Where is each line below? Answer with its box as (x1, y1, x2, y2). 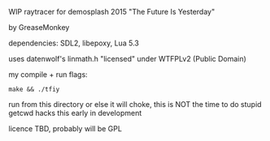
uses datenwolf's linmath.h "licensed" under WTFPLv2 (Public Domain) (8, 54, 246, 63)
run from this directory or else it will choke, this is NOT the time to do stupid (8, 100, 262, 109)
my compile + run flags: (8, 70, 88, 79)
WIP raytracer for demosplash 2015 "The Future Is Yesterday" (8, 7, 216, 16)
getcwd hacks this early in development (8, 109, 142, 117)
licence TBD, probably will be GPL (8, 124, 122, 133)
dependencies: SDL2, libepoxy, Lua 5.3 (8, 38, 140, 48)
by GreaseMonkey (8, 23, 70, 32)
